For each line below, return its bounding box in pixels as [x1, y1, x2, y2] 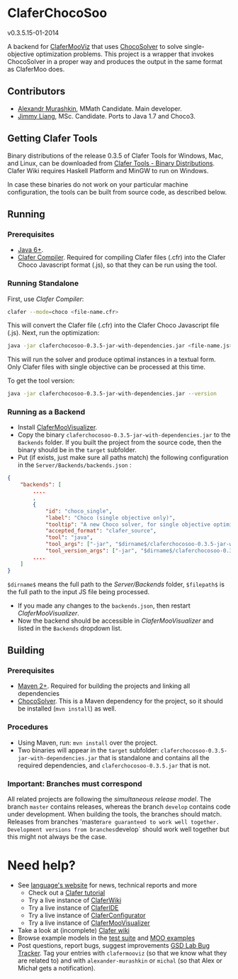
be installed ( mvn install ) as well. [17, 704, 117, 713]
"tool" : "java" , [45, 534, 93, 541]
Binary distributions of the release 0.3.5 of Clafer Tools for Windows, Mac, [7, 151, 224, 160]
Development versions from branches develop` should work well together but [7, 825, 229, 833]
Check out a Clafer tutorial [28, 888, 106, 897]
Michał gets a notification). [17, 963, 96, 972]
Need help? [7, 858, 76, 874]
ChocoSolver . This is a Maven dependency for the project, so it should [17, 697, 223, 706]
